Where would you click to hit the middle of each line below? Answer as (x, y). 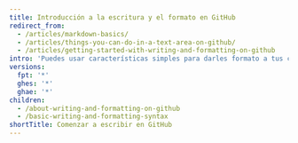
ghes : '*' (35, 83)
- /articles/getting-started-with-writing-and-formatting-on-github (146, 51)
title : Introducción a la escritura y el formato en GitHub (123, 17)
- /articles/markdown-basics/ (73, 34)
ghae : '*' (35, 91)
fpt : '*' (33, 75)
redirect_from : (37, 26)
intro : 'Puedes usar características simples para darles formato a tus (146, 59)
